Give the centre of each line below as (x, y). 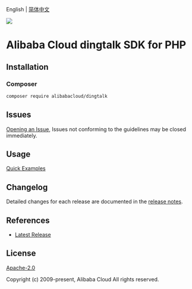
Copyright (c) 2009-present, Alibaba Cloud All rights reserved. (83, 279)
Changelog (27, 187)
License (21, 254)
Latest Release (33, 234)
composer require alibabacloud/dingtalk (57, 96)
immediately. (22, 135)
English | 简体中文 (28, 9)
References (28, 220)
